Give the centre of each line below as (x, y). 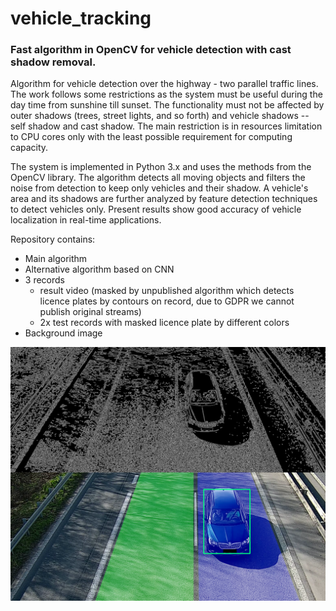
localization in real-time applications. (86, 220)
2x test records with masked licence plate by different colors (164, 323)
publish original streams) (90, 312)
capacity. (29, 148)
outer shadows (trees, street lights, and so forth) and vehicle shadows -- (160, 116)
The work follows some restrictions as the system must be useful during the (166, 94)
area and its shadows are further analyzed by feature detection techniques (164, 199)
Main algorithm (56, 259)
